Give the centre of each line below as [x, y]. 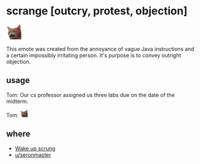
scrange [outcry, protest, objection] [97, 11]
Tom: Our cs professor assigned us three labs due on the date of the [90, 95]
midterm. [17, 101]
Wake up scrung [35, 148]
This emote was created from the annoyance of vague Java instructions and [100, 48]
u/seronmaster [33, 154]
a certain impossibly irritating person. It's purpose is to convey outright [94, 55]
